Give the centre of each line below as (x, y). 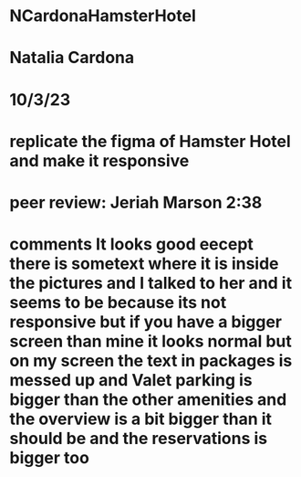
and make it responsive (99, 160)
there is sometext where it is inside (145, 264)
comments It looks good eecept (131, 244)
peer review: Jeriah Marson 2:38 (136, 202)
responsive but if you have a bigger (146, 322)
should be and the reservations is (138, 439)
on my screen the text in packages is (151, 361)
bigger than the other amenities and (148, 400)
